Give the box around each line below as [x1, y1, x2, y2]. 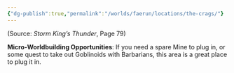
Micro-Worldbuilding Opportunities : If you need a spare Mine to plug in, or [7, 42, 226, 51]
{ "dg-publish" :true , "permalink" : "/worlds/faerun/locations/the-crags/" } [7, 10, 224, 17]
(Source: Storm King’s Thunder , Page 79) [7, 29, 126, 38]
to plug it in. [7, 57, 42, 66]
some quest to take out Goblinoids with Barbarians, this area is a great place [7, 50, 228, 58]
